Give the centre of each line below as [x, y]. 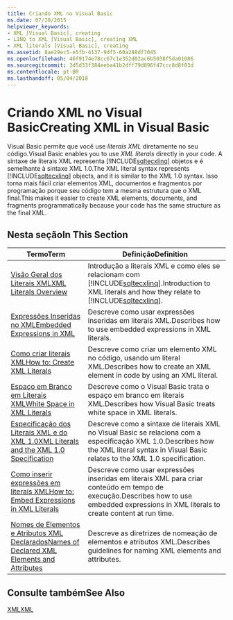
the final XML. [27, 213]
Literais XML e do [39, 433]
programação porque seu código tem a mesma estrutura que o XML [104, 191]
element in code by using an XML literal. [153, 376]
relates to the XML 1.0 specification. [147, 459]
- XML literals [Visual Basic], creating [68, 46]
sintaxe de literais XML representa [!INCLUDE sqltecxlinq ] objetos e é [105, 161]
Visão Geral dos [36, 275]
